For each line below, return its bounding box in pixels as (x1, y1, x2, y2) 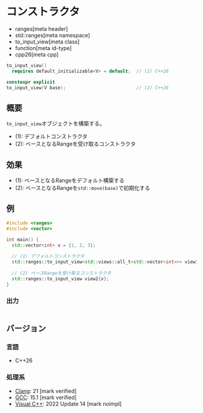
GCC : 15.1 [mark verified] (14, 394, 77, 401)
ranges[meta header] (14, 25, 68, 33)
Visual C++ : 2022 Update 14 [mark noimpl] (14, 400, 122, 407)
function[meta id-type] (14, 44, 72, 51)
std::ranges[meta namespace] (14, 31, 91, 39)
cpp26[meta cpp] (14, 51, 59, 58)
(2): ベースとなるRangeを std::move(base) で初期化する (14, 184, 150, 192)
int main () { (6, 236, 39, 242)
